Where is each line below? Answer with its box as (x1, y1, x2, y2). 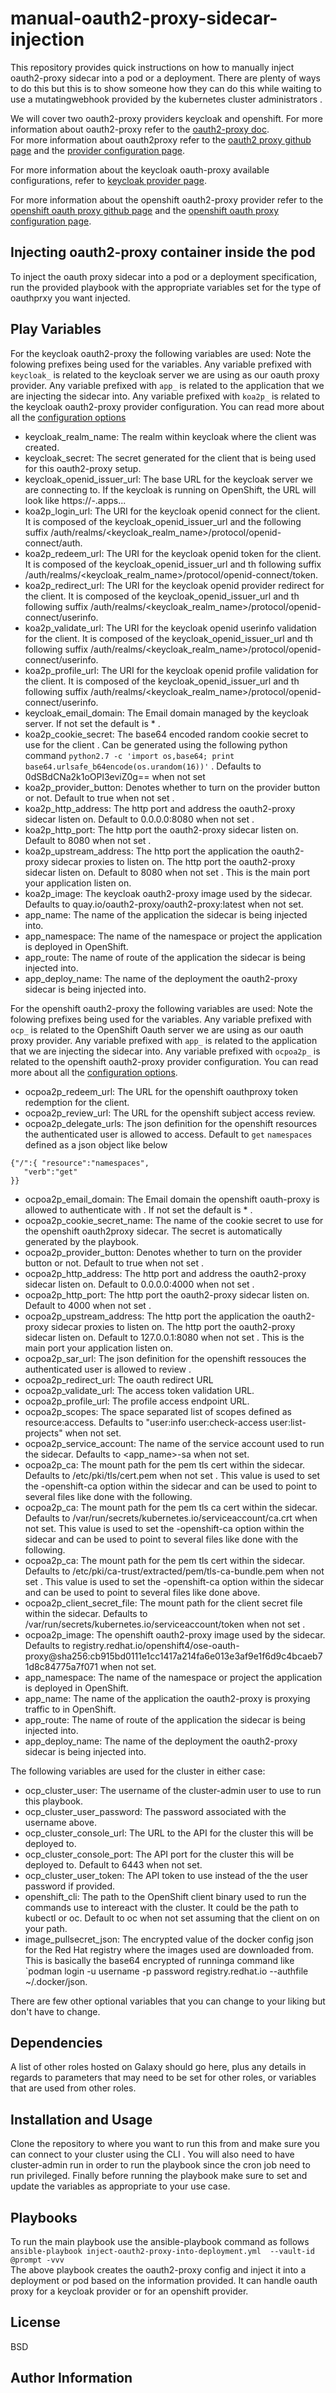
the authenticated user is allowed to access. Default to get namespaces (24, 1128, 313, 1140)
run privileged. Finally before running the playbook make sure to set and (10, 2170, 308, 2182)
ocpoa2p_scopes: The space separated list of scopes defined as (24, 1405, 292, 1417)
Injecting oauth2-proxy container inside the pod (10, 244, 316, 261)
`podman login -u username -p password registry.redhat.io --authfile (24, 1965, 309, 1977)
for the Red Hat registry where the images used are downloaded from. (24, 1943, 315, 1956)
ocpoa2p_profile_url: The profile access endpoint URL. (24, 1395, 250, 1407)
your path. (24, 1922, 68, 1934)
